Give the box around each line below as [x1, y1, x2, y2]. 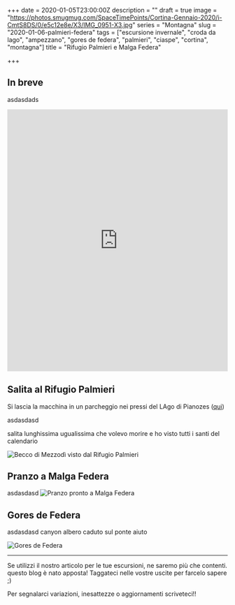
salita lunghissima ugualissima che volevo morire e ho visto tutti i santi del [7, 429, 220, 437]
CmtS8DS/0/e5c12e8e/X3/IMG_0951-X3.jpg [7, 21, 133, 29]
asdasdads [7, 95, 39, 103]
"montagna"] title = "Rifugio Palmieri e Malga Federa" [7, 43, 162, 51]
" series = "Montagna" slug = [132, 21, 217, 29]
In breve [7, 77, 44, 89]
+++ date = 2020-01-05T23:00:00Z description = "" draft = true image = [7, 6, 218, 14]
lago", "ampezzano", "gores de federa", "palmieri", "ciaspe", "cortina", [7, 36, 208, 44]
